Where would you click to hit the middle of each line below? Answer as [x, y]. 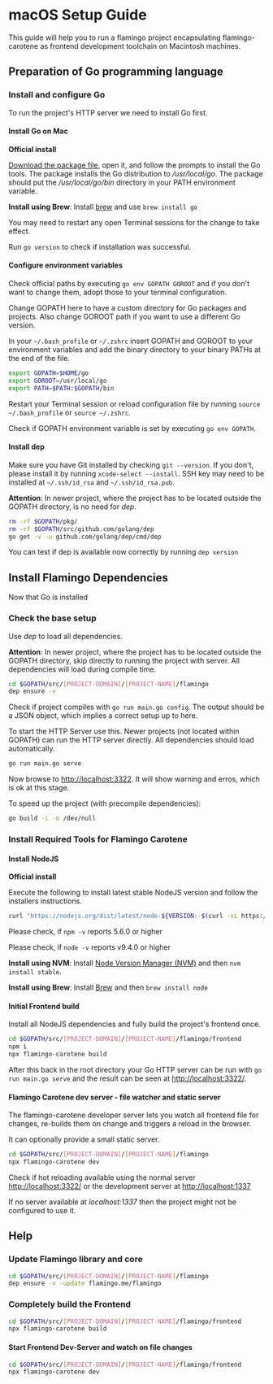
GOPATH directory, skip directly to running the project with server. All [124, 660]
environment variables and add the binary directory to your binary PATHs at [135, 350]
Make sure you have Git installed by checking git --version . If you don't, [131, 464]
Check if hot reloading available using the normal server [102, 1177]
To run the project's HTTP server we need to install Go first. [108, 112]
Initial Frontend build [44, 1006]
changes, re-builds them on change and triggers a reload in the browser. [130, 1124]
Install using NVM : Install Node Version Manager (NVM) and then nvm [125, 963]
